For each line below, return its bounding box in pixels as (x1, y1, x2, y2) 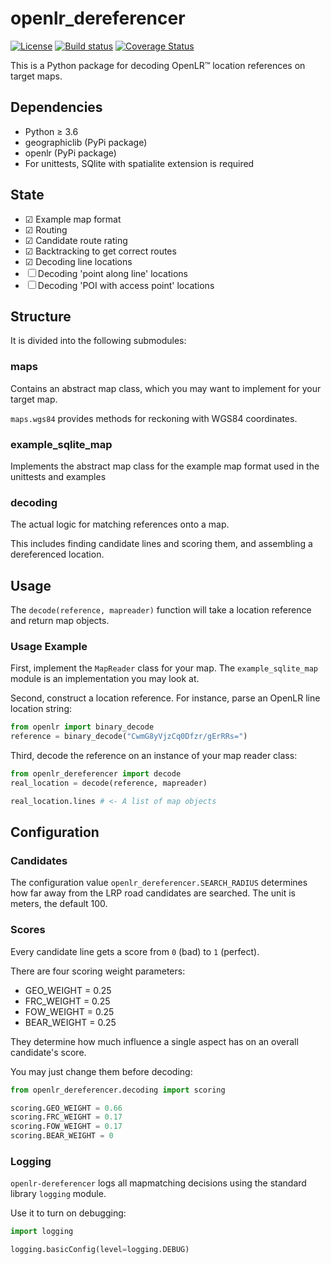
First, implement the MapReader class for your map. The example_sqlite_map (10, 662, 318, 674)
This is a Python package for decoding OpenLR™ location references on (10, 59, 306, 71)
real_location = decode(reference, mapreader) (10, 778, 208, 788)
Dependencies (10, 99, 103, 116)
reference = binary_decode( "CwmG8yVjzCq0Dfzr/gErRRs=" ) (10, 732, 248, 742)
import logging (10, 1227, 74, 1237)
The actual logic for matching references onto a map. (10, 518, 230, 531)
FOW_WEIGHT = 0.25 (24, 1005, 115, 1017)
